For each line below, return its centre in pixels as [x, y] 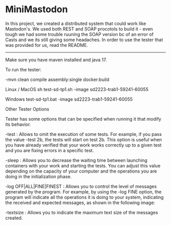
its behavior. [18, 124]
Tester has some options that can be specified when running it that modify [83, 119]
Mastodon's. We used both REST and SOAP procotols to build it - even [79, 29]
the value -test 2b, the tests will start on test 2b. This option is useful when [83, 139]
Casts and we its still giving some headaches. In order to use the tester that [84, 40]
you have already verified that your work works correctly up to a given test [83, 145]
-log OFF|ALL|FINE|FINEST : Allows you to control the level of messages [81, 186]
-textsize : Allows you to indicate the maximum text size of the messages [82, 212]
